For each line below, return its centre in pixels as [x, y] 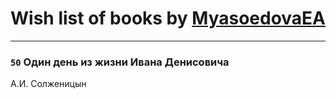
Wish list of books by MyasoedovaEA [168, 18]
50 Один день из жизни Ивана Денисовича [120, 62]
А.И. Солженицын [48, 84]
